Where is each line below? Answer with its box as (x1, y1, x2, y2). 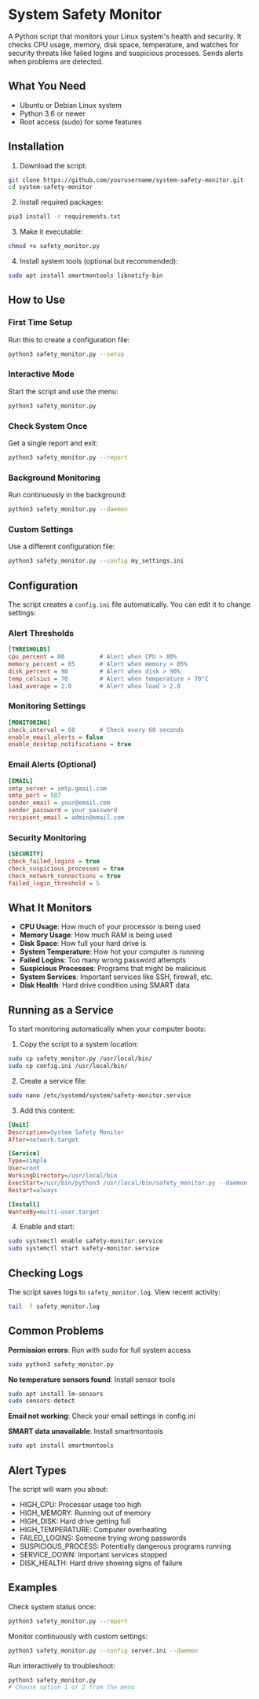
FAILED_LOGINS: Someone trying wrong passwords (19, 1533, 187, 1542)
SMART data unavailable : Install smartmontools (8, 1427, 163, 1436)
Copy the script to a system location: (19, 1040, 139, 1049)
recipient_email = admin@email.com (8, 814, 125, 822)
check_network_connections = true (8, 872, 122, 880)
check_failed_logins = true (8, 858, 100, 866)
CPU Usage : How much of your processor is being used (19, 922, 202, 932)
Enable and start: (19, 1222, 75, 1232)
